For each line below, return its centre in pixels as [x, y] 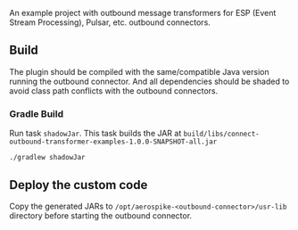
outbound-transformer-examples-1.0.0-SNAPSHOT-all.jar [113, 142]
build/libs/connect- [222, 134]
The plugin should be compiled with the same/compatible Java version [139, 71]
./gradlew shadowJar [48, 158]
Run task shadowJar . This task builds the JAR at [95, 134]
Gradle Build [37, 113]
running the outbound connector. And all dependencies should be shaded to [149, 81]
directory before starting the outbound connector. [101, 215]
